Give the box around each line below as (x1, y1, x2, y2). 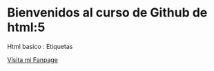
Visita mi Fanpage (7, 55, 59, 63)
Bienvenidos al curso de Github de (7, 5, 208, 21)
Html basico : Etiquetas (7, 42, 73, 50)
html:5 (7, 19, 46, 35)
